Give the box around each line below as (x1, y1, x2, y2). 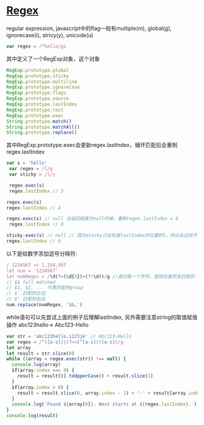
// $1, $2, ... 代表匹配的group (6, 285, 84, 291)
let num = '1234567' (6, 268, 59, 274)
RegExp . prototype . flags (6, 90, 67, 96)
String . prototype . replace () (6, 129, 78, 136)
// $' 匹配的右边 (6, 296, 46, 302)
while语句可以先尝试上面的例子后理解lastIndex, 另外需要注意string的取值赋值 (6, 313, 198, 321)
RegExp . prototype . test (6, 107, 64, 113)
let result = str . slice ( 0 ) (6, 350, 75, 357)
